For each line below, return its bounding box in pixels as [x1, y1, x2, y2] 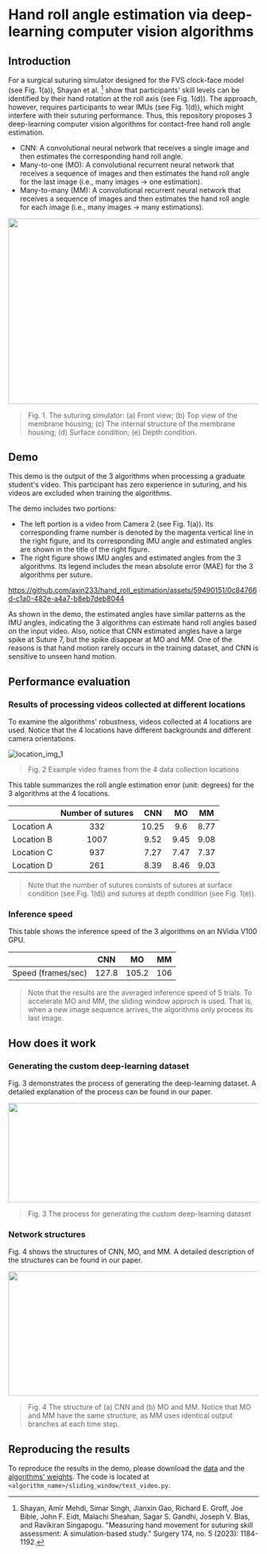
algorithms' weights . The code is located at [8, 1472, 149, 1481]
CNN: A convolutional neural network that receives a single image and [19, 143, 250, 152]
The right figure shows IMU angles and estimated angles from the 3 [19, 553, 242, 563]
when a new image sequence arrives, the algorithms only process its [27, 1005, 253, 1014]
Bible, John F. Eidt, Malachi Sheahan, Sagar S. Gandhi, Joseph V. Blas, [19, 1512, 250, 1521]
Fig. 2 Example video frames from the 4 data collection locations [27, 765, 240, 775]
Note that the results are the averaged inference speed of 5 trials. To [27, 988, 253, 998]
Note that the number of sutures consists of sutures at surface [27, 881, 233, 890]
